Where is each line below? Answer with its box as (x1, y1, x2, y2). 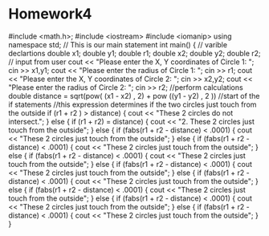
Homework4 (8, 5, 92, 23)
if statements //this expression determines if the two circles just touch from (8, 100, 257, 109)
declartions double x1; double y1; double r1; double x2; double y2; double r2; (8, 48, 261, 58)
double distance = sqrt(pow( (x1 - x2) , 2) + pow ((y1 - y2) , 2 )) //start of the (8, 91, 260, 100)
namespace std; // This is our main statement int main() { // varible (8, 39, 227, 49)
